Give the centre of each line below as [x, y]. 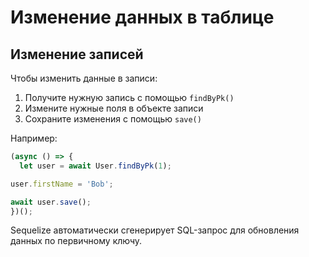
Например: [34, 138]
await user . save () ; [51, 202]
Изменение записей [77, 54]
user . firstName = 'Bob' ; [62, 184]
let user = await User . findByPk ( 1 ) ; [95, 166]
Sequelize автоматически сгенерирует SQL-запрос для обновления [155, 230]
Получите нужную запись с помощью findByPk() [129, 97]
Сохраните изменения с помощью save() [113, 119]
